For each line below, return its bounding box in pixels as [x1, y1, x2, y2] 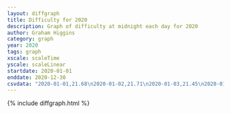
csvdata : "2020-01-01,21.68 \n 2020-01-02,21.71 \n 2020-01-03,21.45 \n [7, 80, 205, 87]
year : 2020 [7, 42, 38, 49]
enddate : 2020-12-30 [7, 73, 67, 81]
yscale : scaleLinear [7, 61, 67, 68]
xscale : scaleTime [7, 55, 60, 62]
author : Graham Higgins [7, 29, 76, 36]
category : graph [7, 36, 54, 43]
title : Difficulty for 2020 [7, 16, 88, 23]
